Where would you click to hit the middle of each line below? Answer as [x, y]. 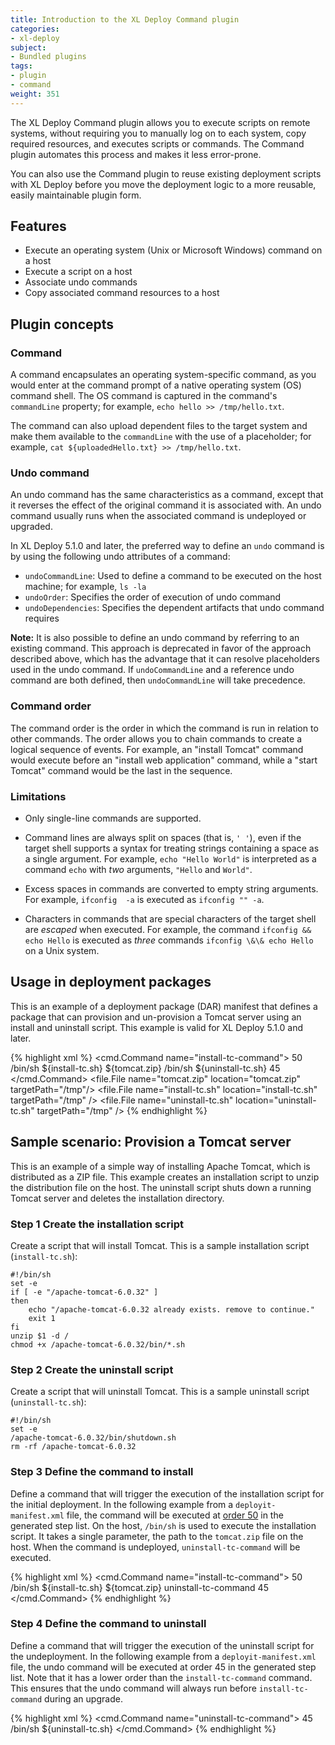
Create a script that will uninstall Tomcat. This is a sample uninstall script [160, 1392]
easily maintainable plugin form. [76, 195]
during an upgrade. [83, 1698]
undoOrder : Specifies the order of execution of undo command [152, 597]
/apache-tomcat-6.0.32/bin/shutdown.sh [93, 1438]
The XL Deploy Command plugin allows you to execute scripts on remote [160, 122]
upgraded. [31, 527]
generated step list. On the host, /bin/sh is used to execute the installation [163, 1525]
